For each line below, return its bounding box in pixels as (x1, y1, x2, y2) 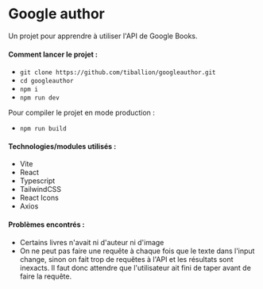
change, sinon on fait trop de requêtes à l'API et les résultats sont (19, 254, 234, 264)
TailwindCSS (19, 185, 62, 194)
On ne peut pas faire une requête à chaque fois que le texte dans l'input (19, 246, 255, 256)
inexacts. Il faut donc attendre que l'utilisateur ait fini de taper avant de (19, 263, 252, 272)
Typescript (19, 176, 56, 186)
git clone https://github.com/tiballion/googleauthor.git (19, 68, 216, 76)
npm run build (19, 125, 67, 133)
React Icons (19, 193, 60, 203)
